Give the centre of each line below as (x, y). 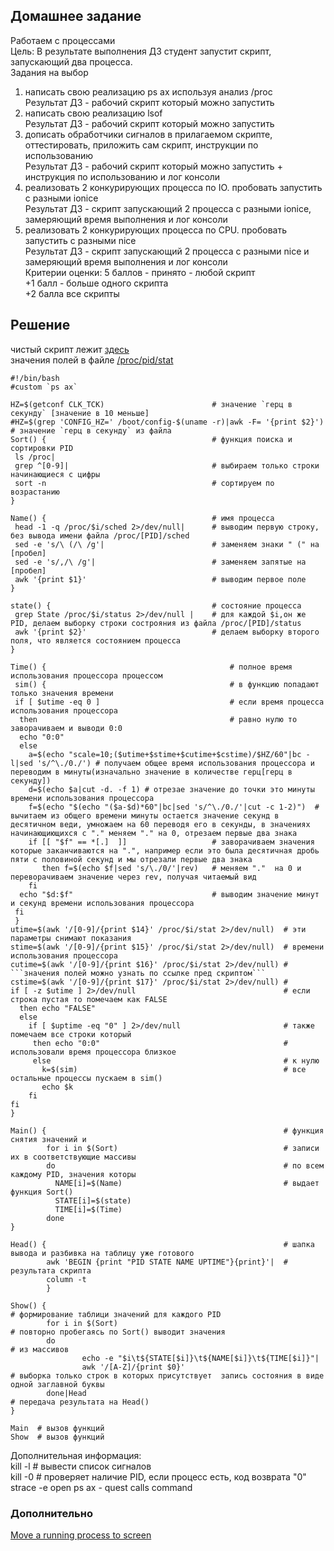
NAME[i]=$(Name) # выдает (187, 1183)
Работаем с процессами (63, 40)
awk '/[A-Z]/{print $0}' (133, 1367)
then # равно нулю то (158, 719)
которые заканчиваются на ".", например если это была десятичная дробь (165, 850)
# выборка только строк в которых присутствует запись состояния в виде (167, 1375)
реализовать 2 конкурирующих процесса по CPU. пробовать (155, 230)
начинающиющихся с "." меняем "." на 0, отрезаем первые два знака (154, 833)
